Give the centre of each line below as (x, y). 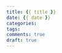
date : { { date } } (29, 18)
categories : (21, 23)
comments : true (26, 35)
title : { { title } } (31, 12)
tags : (13, 29)
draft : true (21, 40)
